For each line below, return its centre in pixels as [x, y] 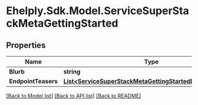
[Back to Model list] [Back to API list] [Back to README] [74, 96]
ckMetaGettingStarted [62, 23]
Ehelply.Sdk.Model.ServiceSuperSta [98, 11]
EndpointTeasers [33, 81]
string [72, 72]
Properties [26, 45]
